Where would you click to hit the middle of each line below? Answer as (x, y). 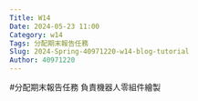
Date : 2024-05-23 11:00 (55, 26)
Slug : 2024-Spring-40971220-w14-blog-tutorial (99, 52)
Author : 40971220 (42, 60)
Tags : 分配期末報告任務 (49, 43)
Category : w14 (36, 35)
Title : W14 (30, 18)
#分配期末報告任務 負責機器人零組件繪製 (85, 87)
